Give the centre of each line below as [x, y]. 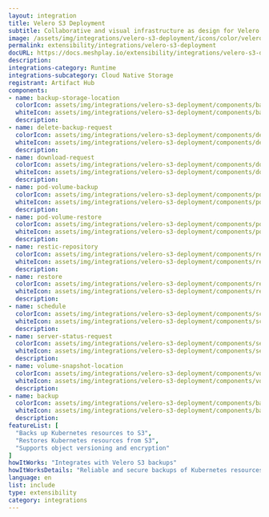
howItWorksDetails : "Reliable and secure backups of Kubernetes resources [136, 471]
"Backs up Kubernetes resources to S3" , [84, 433]
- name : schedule [37, 306]
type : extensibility [43, 493]
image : [19, 38]
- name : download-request [51, 157]
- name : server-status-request [60, 336]
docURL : [21, 53]
